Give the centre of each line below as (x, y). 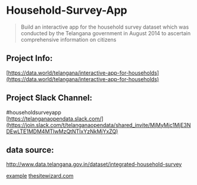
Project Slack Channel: (49, 98)
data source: (30, 150)
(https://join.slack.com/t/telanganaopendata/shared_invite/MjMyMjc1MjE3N (99, 125)
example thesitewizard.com (40, 176)
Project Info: (29, 58)
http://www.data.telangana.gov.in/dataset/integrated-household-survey (94, 164)
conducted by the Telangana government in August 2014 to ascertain (106, 33)
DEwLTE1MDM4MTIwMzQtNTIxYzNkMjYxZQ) (62, 131)
